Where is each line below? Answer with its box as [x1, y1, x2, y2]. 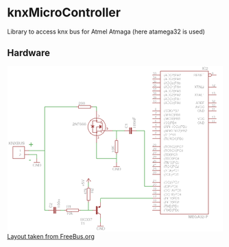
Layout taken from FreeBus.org [7, 233, 95, 241]
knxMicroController [7, 5, 121, 21]
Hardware [7, 47, 50, 59]
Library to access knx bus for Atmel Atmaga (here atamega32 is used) [7, 27, 206, 36]
